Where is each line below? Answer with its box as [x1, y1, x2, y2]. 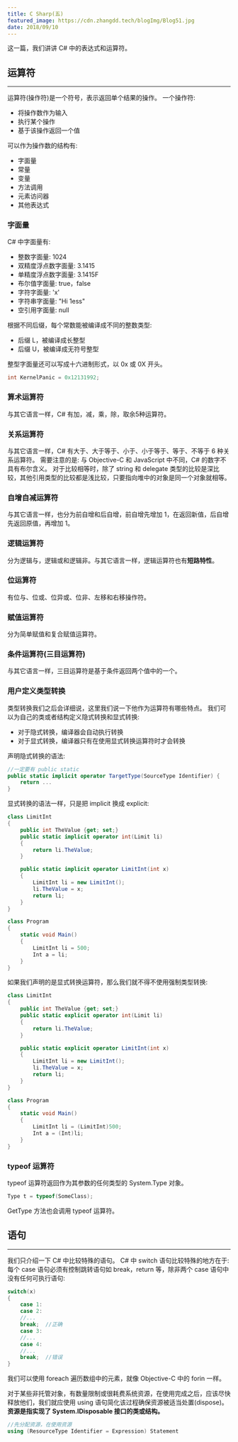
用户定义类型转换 [7, 686, 66, 696]
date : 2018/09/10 [7, 23, 59, 30]
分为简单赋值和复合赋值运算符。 [7, 630, 101, 638]
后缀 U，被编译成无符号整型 [17, 345, 99, 353]
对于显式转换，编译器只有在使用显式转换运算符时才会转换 [17, 736, 186, 745]
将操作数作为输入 [17, 109, 68, 117]
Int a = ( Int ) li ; [33, 1130, 84, 1137]
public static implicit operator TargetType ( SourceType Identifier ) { [7, 772, 220, 780]
